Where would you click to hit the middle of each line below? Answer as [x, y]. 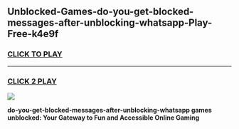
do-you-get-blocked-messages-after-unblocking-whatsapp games [110, 110]
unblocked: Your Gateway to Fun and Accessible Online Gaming [103, 118]
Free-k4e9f [33, 34]
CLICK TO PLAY [35, 54]
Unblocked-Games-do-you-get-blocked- [101, 12]
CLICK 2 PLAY [32, 81]
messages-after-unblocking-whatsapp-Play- [110, 23]
